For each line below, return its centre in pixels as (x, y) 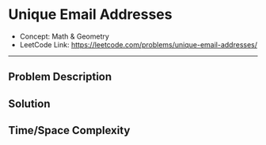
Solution (29, 104)
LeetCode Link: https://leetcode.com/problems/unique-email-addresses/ (139, 44)
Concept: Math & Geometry (64, 36)
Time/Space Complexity (69, 130)
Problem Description (60, 77)
